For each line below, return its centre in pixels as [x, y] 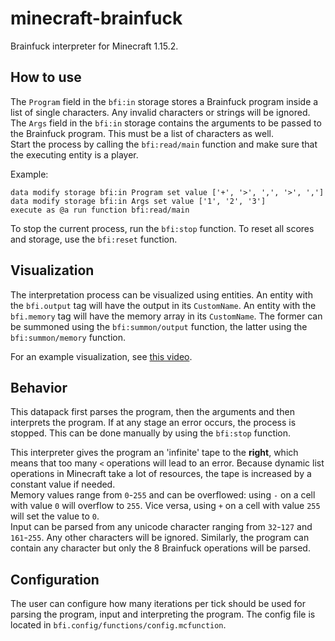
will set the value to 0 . [55, 516]
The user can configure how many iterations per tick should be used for [158, 604]
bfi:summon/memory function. [68, 337]
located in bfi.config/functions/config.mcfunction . [118, 625]
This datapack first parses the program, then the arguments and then [152, 412]
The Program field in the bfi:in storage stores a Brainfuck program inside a [164, 101]
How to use [46, 77]
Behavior [39, 387]
